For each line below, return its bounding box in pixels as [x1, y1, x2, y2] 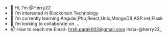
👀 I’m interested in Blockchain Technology [10, 10, 99, 16]
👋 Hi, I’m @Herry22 [10, 5, 51, 10]
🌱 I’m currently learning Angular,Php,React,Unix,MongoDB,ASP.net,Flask [10, 15, 163, 21]
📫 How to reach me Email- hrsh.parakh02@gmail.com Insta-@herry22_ [10, 26, 162, 32]
